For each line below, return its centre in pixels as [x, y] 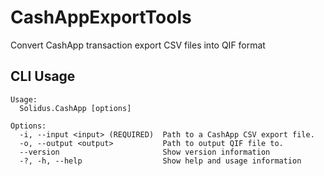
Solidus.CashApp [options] [75, 108]
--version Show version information [145, 152]
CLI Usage [43, 76]
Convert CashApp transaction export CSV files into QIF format [138, 45]
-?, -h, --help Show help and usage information [160, 161]
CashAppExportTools [101, 17]
